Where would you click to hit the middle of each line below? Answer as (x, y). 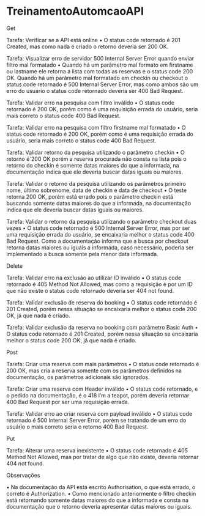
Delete (15, 266)
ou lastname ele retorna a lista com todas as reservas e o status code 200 (100, 71)
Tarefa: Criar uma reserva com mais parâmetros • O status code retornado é (103, 364)
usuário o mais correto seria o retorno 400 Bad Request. (77, 427)
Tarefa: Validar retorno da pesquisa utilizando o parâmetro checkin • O (95, 152)
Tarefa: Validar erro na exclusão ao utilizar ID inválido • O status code (94, 278)
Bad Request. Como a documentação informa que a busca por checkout (97, 241)
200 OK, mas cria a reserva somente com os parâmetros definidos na (94, 370)
